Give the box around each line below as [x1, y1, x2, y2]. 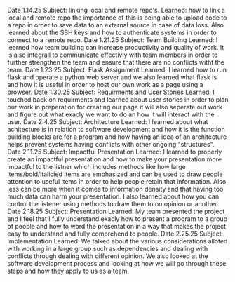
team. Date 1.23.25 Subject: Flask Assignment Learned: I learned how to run [7, 66, 227, 74]
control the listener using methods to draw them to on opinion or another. [7, 200, 219, 208]
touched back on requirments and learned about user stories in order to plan [7, 95, 229, 104]
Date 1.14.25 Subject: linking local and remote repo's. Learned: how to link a [7, 6, 226, 14]
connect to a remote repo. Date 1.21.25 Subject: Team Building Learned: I [7, 36, 218, 44]
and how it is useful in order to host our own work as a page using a [7, 81, 203, 88]
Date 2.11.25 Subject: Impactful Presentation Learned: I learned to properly [7, 147, 222, 156]
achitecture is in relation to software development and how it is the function [7, 126, 226, 133]
